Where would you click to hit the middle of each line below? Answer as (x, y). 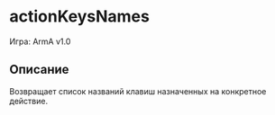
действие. (28, 101)
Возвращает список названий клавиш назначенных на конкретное (138, 91)
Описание (39, 70)
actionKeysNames (80, 17)
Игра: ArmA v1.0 (40, 41)
